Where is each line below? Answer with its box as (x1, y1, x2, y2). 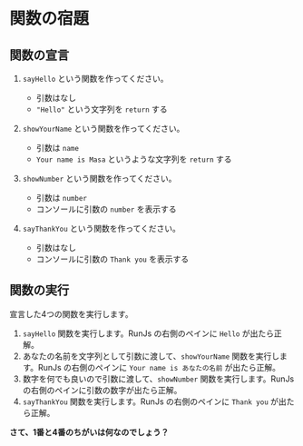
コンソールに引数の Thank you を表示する (35, 253, 189, 264)
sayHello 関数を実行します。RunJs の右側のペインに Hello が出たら (22, 328, 275, 339)
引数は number (35, 193, 88, 203)
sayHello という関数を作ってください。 (22, 74, 169, 84)
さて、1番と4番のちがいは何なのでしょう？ (9, 426, 170, 437)
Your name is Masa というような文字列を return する (35, 154, 233, 164)
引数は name (35, 143, 80, 153)
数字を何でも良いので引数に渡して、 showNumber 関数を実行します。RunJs (22, 373, 295, 384)
